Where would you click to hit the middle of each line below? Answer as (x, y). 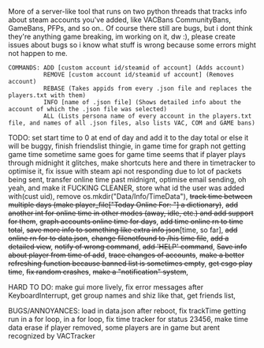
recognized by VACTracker (52, 336)
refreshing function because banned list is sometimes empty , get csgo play (130, 263)
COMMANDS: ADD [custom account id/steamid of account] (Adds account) (126, 68)
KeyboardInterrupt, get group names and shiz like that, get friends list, (122, 296)
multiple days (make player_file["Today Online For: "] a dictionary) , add (123, 205)
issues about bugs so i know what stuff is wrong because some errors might (132, 45)
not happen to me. (38, 53)
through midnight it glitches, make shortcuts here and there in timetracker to (132, 163)
